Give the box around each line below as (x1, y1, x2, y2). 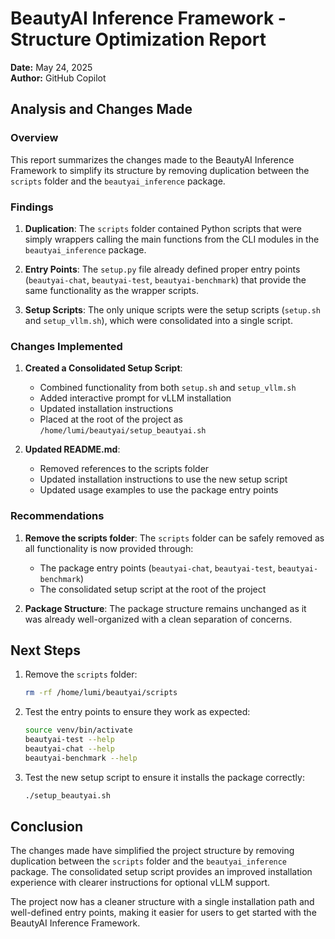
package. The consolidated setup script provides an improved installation (10, 866, 313, 878)
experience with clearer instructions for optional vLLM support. (10, 877, 271, 889)
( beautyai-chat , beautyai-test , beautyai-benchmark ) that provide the (24, 273, 307, 286)
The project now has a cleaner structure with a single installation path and (10, 896, 315, 908)
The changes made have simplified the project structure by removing (10, 845, 295, 857)
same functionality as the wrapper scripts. (24, 284, 199, 296)
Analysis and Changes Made (10, 101, 193, 118)
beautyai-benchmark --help (24, 753, 138, 763)
